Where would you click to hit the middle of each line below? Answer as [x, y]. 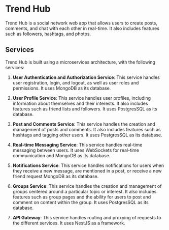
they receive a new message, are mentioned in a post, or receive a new [87, 170]
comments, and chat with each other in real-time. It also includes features [82, 28]
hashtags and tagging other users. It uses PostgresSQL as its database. [87, 135]
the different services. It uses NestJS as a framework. [69, 223]
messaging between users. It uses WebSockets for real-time [76, 150]
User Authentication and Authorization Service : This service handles [86, 77]
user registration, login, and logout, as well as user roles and [76, 82]
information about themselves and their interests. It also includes [80, 103]
